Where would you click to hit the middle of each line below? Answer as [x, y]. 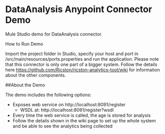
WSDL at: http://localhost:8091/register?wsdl [67, 110]
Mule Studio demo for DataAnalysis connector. [54, 34]
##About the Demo [25, 85]
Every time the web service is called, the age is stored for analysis [81, 115]
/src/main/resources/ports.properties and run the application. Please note [82, 59]
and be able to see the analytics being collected [63, 126]
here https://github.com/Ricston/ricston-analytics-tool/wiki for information [83, 70]
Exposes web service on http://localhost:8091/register [69, 104]
